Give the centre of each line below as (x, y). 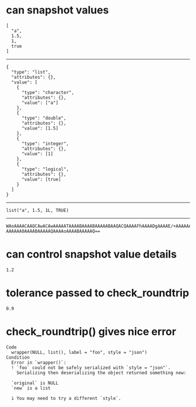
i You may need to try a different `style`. (66, 398)
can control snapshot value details (91, 254)
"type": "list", (31, 72)
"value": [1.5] (40, 128)
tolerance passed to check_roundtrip (98, 293)
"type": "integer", (45, 144)
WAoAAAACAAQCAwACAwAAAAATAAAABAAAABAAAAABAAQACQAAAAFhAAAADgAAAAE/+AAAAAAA (100, 226)
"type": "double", (44, 118)
